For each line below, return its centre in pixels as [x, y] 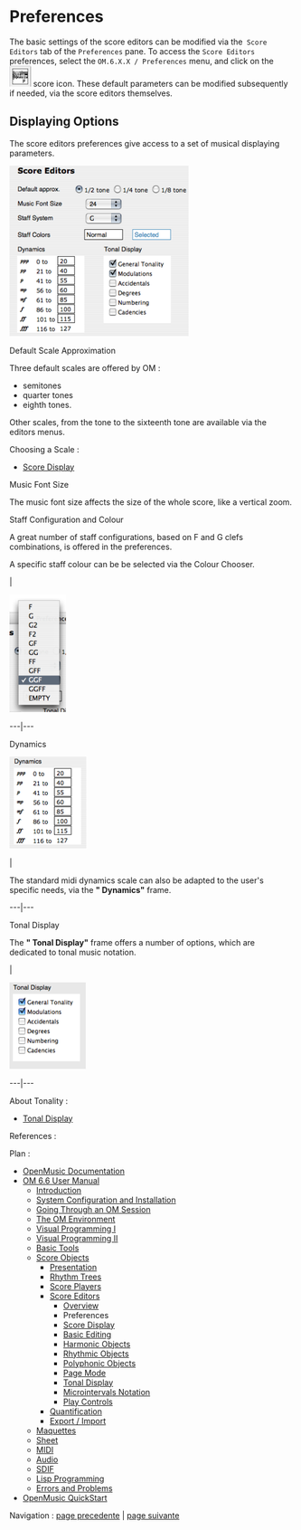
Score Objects [62, 1257]
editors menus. [37, 432]
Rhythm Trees [75, 1277]
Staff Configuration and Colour [66, 519]
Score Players [75, 1286]
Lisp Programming [70, 1478]
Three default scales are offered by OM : [85, 367]
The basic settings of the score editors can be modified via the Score [138, 42]
